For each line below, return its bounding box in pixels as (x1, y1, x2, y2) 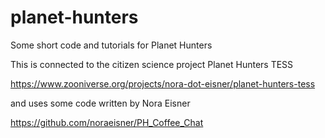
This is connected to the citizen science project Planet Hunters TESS (10, 58, 294, 70)
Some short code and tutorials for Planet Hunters (10, 39, 213, 51)
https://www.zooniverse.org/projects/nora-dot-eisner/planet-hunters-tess (10, 77, 316, 90)
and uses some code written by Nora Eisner (10, 97, 191, 109)
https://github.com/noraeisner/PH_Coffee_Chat (10, 116, 204, 128)
